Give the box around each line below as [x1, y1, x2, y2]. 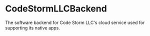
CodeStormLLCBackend [5, 3, 107, 14]
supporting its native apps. [5, 24, 60, 30]
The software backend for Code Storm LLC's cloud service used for [5, 19, 145, 25]
